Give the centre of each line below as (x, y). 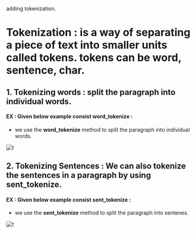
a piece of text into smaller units (87, 45)
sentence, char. (45, 70)
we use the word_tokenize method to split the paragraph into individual (102, 129)
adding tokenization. (31, 9)
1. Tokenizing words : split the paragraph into (91, 92)
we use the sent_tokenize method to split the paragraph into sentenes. (102, 213)
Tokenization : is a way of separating (98, 33)
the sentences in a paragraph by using (79, 175)
